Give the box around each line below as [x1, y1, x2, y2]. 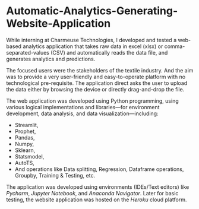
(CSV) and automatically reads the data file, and [50, 49, 168, 56]
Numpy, [14, 140, 34, 147]
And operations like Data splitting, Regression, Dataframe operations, [14, 165, 184, 173]
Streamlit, [14, 121, 39, 128]
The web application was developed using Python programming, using [6, 97, 179, 104]
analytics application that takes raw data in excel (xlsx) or [23, 43, 163, 50]
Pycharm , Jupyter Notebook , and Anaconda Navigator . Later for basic [6, 189, 179, 197]
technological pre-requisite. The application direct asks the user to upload [6, 79, 188, 87]
